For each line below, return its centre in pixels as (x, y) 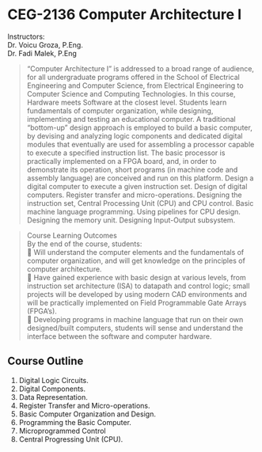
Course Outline (46, 361)
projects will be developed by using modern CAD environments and (137, 294)
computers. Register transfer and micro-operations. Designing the (134, 195)
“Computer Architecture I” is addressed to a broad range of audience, (140, 68)
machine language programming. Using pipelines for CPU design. (133, 211)
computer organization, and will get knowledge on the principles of (136, 260)
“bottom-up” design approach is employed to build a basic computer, (139, 127)
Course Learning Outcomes (72, 235)
